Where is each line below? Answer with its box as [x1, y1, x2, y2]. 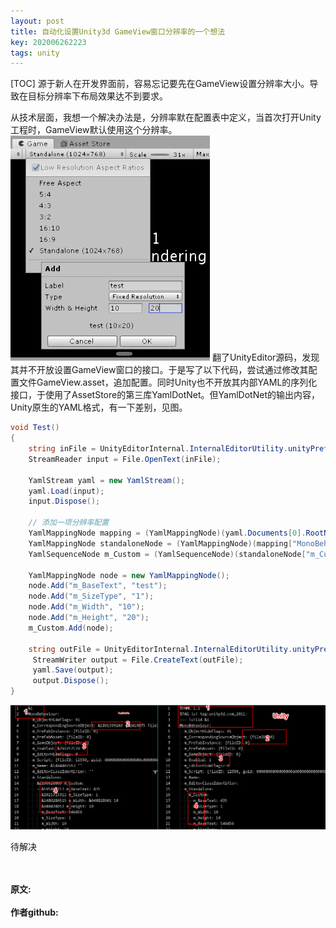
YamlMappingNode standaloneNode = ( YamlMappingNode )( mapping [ [28, 538, 293, 549]
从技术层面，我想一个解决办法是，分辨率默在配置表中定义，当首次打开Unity [10, 111, 322, 124]
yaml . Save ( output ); [32, 665, 114, 675]
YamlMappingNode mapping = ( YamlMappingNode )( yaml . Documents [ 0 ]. [28, 528, 307, 538]
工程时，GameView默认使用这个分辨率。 [10, 124, 178, 136]
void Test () [10, 423, 60, 433]
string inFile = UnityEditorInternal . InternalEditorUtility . [28, 444, 288, 454]
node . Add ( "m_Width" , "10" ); [28, 602, 145, 612]
